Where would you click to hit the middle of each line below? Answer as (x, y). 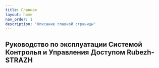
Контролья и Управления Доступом (65, 52)
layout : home (19, 15)
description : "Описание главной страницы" (50, 24)
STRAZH (19, 60)
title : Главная (21, 10)
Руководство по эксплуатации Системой (74, 44)
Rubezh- (141, 52)
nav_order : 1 (19, 19)
